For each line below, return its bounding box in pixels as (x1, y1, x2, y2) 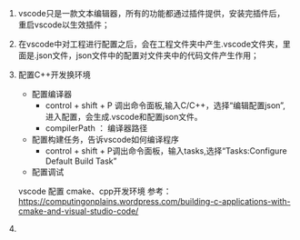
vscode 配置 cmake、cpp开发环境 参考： (17, 185, 172, 196)
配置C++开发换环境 (17, 69, 91, 80)
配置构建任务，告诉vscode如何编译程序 (31, 135, 179, 145)
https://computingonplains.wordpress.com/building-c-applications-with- (17, 196, 291, 206)
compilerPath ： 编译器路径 (45, 123, 148, 134)
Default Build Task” (45, 155, 117, 166)
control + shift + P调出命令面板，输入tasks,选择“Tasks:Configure (45, 145, 288, 156)
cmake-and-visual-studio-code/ (17, 205, 139, 216)
